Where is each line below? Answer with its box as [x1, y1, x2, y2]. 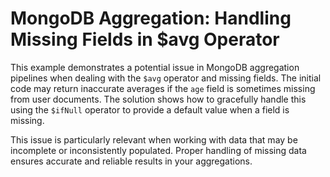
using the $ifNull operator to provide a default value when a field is [10, 103, 290, 116]
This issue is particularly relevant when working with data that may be [10, 133, 298, 146]
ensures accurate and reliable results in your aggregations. [10, 155, 253, 167]
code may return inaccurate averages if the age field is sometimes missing [10, 82, 316, 94]
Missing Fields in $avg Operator [10, 28, 280, 51]
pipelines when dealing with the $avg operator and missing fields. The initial [10, 72, 322, 84]
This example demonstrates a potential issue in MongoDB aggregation [10, 61, 300, 73]
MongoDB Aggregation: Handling [10, 7, 292, 30]
